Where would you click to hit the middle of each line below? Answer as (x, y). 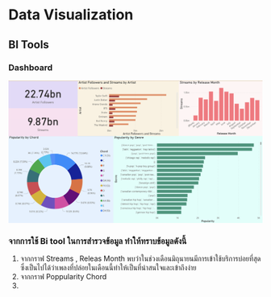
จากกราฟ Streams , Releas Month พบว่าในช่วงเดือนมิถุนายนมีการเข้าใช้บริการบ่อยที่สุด (140, 258)
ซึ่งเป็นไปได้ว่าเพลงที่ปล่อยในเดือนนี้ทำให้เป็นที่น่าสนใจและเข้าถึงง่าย (108, 268)
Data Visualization (71, 15)
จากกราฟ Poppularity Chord (63, 277)
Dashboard (31, 68)
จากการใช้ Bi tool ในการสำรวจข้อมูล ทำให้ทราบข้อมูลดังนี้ (98, 241)
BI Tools (29, 45)
